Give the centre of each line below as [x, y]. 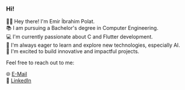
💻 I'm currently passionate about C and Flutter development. [79, 37]
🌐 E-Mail [17, 74]
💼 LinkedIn [19, 81]
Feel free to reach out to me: [40, 63]
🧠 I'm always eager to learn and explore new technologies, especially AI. [93, 45]
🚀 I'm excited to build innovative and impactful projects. [73, 51]
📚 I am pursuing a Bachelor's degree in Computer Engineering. [82, 28]
